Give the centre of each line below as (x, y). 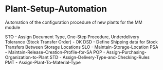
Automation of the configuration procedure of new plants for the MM (74, 22)
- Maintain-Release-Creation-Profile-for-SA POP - (55, 52)
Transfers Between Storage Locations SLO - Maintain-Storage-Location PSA (82, 47)
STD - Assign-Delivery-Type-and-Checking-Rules (100, 57)
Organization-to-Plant (27, 57)
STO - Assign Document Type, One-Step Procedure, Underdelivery (72, 37)
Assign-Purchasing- (127, 52)
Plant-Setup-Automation (56, 9)
